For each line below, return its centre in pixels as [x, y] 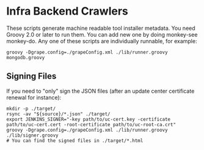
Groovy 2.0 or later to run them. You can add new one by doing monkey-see [102, 34]
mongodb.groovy [26, 57]
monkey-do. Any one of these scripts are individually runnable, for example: [102, 41]
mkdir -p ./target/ [31, 109]
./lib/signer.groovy [33, 135]
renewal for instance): [34, 97]
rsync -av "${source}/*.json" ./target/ [59, 114]
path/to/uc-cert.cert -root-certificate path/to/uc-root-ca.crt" [91, 124]
